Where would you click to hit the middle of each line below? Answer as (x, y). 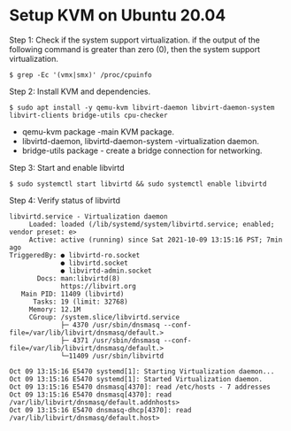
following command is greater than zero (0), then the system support (135, 49)
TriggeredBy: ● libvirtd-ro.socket (75, 255)
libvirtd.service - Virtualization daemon (88, 216)
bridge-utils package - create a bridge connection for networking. (142, 150)
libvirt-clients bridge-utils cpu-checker (88, 115)
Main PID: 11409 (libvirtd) (73, 294)
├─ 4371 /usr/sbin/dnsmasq (111, 340)
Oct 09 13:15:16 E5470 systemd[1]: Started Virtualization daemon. (136, 379)
